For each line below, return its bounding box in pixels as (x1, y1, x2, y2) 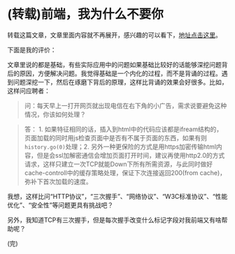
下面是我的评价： (7, 45, 57, 54)
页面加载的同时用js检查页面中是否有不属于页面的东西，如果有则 (24, 133, 208, 142)
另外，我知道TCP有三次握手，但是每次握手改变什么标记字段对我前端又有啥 (7, 216, 222, 224)
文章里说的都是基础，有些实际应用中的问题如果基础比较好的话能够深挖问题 (7, 60, 222, 68)
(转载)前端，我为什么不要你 (7, 6, 164, 22)
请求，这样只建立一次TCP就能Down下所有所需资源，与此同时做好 (24, 160, 213, 168)
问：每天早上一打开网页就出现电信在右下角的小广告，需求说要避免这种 (24, 101, 227, 110)
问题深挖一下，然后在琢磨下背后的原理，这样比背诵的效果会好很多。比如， (13, 77, 228, 86)
